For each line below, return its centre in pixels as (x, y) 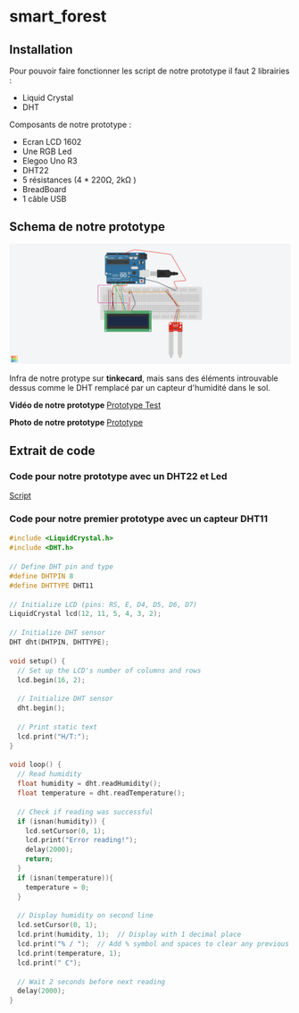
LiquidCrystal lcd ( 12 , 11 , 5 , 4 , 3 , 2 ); (86, 614)
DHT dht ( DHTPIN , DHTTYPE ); (59, 642)
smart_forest (58, 17)
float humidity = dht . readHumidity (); (90, 784)
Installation (41, 50)
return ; (39, 859)
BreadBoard (44, 189)
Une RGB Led (47, 151)
